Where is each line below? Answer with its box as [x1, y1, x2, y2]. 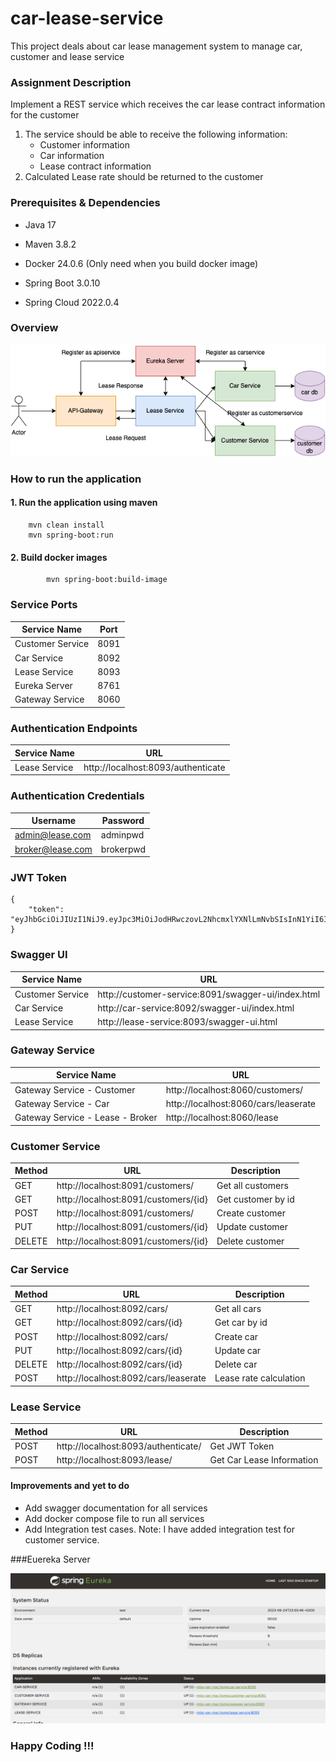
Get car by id [214, 1317, 268, 1329]
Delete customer [216, 1235, 285, 1247]
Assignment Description [10, 75, 132, 89]
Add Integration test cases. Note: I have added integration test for [24, 1523, 295, 1535]
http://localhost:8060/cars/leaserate [165, 1097, 317, 1109]
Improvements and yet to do [10, 1480, 130, 1492]
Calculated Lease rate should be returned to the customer [24, 171, 264, 183]
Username [31, 815, 77, 827]
